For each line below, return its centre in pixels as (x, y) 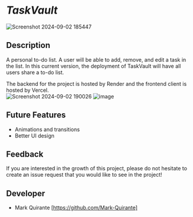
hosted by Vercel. (28, 90)
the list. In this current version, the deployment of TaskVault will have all (94, 66)
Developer (26, 193)
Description (28, 45)
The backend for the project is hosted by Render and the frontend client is (96, 84)
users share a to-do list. (35, 72)
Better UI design (34, 135)
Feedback (25, 154)
